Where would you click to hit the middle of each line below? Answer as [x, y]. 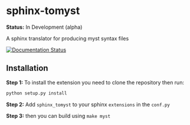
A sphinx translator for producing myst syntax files [68, 38]
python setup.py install [37, 93]
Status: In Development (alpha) [44, 27]
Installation [27, 68]
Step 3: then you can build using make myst [58, 116]
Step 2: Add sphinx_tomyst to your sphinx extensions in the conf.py [88, 104]
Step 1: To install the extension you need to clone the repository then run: [95, 82]
